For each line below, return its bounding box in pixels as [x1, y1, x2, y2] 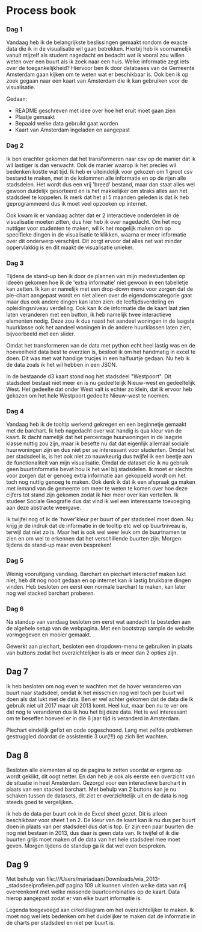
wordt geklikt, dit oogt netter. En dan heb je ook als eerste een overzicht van [6, 773, 195, 780]
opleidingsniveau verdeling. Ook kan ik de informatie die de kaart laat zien [6, 305, 189, 312]
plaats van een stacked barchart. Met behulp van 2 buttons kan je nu [6, 785, 177, 793]
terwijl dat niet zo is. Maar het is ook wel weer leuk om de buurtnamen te [6, 528, 186, 536]
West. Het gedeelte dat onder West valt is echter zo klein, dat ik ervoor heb [6, 385, 192, 393]
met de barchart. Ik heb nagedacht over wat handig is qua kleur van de [6, 427, 182, 434]
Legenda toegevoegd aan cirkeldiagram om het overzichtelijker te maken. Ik [6, 906, 194, 914]
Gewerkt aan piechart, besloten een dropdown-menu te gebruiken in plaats [6, 642, 192, 650]
